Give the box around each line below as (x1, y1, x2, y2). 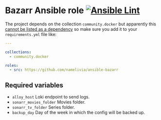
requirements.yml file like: (5, 31, 57, 37)
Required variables (5, 81, 64, 89)
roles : (5, 63, 18, 68)
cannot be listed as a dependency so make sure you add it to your (5, 26, 138, 32)
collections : (5, 49, 32, 55)
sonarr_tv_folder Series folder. (12, 104, 75, 110)
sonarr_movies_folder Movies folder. (12, 99, 86, 105)
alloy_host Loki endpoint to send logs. (12, 94, 90, 100)
